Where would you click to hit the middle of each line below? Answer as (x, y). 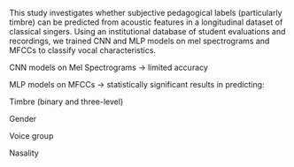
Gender (23, 119)
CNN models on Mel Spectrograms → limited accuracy (108, 67)
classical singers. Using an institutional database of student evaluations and (147, 31)
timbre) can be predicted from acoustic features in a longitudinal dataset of (146, 22)
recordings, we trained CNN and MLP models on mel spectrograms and (139, 41)
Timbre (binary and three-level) (66, 102)
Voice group (31, 136)
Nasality (24, 153)
